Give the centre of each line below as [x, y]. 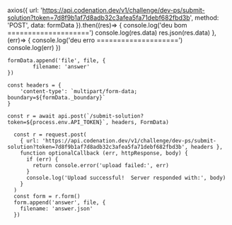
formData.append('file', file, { [57, 61]
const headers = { [34, 85]
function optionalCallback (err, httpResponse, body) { [104, 153]
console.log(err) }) [34, 48]
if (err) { [42, 159]
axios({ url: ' [25, 10]
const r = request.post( [50, 135]
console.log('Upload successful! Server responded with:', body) [126, 178]
